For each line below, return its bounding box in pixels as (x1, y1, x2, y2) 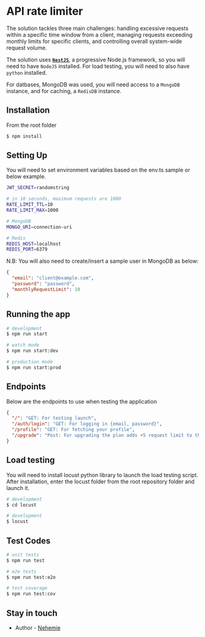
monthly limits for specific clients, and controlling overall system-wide (6, 37, 182, 45)
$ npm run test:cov (6, 591, 56, 597)
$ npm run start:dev (6, 348, 59, 354)
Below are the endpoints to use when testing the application (6, 398, 157, 405)
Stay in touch (6, 608, 58, 618)
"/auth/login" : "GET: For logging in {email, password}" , (12, 421, 163, 427)
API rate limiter (6, 4, 84, 18)
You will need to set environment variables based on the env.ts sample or (6, 167, 190, 174)
